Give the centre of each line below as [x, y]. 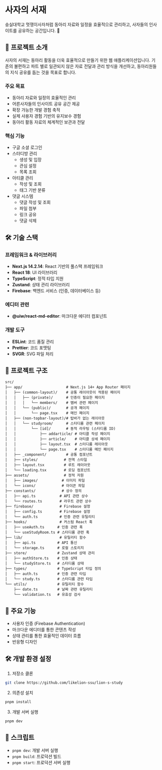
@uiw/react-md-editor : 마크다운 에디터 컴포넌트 [60, 316]
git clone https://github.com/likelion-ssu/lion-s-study [64, 683]
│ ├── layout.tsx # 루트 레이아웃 [48, 465]
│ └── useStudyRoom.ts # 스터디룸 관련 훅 [47, 532]
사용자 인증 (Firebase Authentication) [49, 624]
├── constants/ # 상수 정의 [43, 491]
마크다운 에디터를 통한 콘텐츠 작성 [44, 629]
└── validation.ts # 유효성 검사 [47, 595]
